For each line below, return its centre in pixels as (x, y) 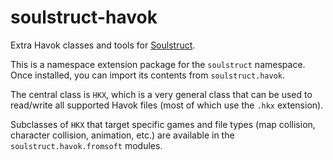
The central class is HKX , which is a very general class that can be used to (161, 94)
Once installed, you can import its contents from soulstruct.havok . (148, 75)
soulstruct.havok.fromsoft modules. (86, 145)
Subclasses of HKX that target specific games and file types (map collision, (163, 124)
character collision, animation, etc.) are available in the (122, 135)
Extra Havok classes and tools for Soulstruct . (103, 45)
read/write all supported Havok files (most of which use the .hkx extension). (167, 105)
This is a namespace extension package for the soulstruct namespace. (158, 64)
